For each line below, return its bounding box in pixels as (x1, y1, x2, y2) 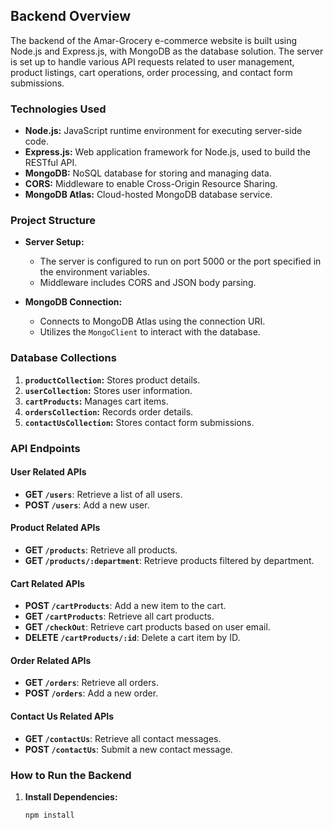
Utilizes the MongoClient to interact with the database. (39, 326, 261, 338)
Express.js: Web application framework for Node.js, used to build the (24, 146, 311, 158)
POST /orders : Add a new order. (24, 687, 159, 699)
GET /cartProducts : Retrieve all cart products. (24, 610, 215, 623)
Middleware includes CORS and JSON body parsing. (39, 277, 257, 289)
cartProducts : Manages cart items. (24, 395, 169, 407)
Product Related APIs (10, 522, 101, 534)
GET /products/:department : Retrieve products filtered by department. (24, 555, 315, 567)
